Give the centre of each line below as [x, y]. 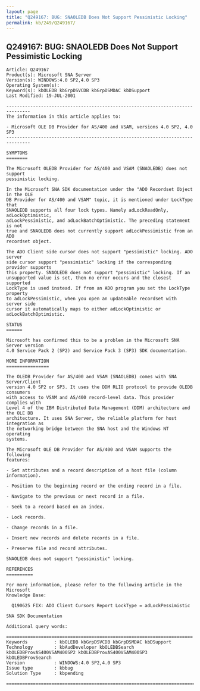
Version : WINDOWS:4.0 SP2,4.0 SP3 [63, 663]
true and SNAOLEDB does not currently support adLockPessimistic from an [100, 231]
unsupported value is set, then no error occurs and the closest [89, 278]
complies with [24, 403]
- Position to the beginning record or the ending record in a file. [94, 486]
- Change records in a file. [42, 528]
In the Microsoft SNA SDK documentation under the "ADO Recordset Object [100, 190]
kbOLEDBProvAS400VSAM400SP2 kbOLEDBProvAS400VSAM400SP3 [77, 653]
